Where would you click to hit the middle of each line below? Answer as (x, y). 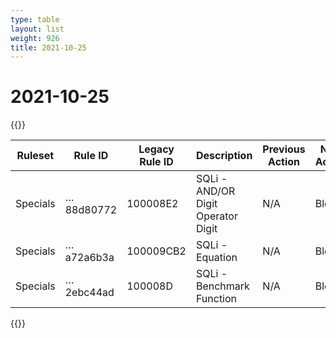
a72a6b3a (89, 258)
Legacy (156, 149)
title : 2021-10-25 (48, 47)
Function (216, 299)
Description (224, 156)
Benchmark (222, 286)
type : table (35, 19)
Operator (216, 216)
